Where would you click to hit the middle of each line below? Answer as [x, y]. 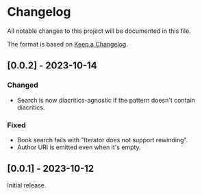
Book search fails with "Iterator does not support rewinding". [102, 140]
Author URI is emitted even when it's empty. [79, 147]
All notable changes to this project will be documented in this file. [99, 31]
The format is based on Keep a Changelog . [67, 44]
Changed [23, 85]
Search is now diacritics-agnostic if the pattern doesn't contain [106, 100]
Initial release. [27, 185]
